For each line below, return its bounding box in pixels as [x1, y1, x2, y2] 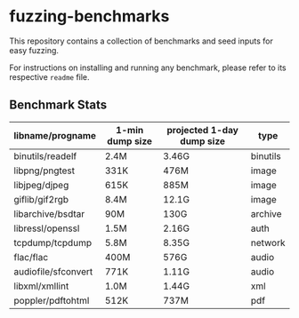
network [250, 236, 286, 249]
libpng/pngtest [13, 164, 76, 177]
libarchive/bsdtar [13, 207, 85, 219]
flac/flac [13, 250, 49, 263]
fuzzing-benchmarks [9, 6, 170, 27]
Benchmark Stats [9, 98, 108, 113]
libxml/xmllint [13, 280, 69, 292]
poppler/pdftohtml [13, 294, 90, 306]
